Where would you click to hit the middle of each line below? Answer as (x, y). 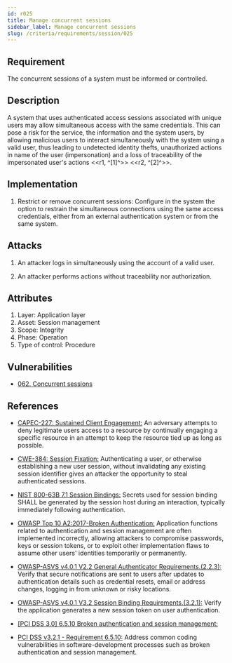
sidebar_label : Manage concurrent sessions (72, 27)
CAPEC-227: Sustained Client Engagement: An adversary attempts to (117, 422)
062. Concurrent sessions (55, 384)
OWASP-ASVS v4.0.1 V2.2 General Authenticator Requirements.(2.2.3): (120, 566)
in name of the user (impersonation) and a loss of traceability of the (105, 154)
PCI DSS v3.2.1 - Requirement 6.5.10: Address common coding (107, 637)
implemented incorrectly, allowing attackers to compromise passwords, (121, 538)
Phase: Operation (42, 337)
